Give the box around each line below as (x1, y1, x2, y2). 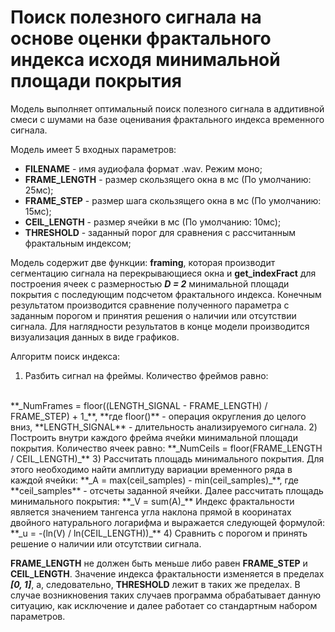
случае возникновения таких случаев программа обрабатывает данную (10, 589, 322, 601)
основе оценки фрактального (10, 27, 272, 50)
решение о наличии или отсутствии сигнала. (10, 537, 202, 550)
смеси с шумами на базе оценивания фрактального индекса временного (10, 113, 325, 125)
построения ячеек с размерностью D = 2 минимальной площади (10, 277, 290, 290)
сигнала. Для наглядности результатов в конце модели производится (10, 320, 310, 332)
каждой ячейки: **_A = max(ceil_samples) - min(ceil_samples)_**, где (10, 474, 299, 486)
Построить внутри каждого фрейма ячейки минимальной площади (10, 431, 298, 443)
